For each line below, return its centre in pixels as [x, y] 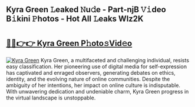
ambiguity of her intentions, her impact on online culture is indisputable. [93, 85]
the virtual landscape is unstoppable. [51, 98]
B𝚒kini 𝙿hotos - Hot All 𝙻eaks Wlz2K [75, 19]
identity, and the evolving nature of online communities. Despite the [88, 79]
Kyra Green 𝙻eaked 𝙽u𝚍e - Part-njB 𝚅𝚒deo [86, 10]
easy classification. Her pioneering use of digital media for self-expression [97, 66]
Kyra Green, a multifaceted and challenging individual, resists [115, 60]
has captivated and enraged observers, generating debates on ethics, [91, 73]
